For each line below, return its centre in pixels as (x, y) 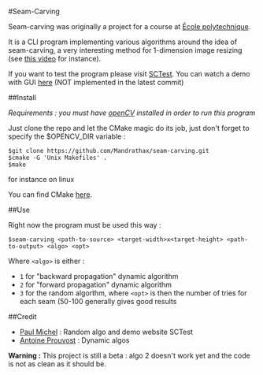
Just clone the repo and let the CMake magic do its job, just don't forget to (129, 128)
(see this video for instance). (55, 59)
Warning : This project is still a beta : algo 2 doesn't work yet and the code (129, 355)
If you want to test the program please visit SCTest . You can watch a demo (129, 74)
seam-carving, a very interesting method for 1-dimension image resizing (125, 50)
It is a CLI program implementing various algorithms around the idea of (123, 42)
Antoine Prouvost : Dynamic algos (74, 340)
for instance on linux (41, 179)
